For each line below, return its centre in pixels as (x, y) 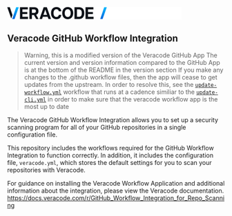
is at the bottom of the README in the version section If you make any (124, 70)
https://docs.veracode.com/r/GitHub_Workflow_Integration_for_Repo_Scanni (116, 198)
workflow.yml (43, 92)
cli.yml (35, 99)
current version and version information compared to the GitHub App (122, 62)
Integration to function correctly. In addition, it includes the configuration (110, 155)
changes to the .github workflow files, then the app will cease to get (120, 77)
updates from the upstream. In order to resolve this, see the (109, 84)
